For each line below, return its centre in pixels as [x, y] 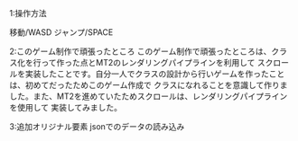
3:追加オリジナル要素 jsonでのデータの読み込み [97, 127]
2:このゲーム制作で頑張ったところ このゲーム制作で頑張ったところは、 [140, 51]
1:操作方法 [28, 13]
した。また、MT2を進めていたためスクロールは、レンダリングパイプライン [149, 96]
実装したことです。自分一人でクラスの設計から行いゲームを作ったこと [155, 74]
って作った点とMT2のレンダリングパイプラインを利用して [148, 62]
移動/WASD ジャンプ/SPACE [61, 32]
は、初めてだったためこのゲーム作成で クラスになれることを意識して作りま [149, 85]
